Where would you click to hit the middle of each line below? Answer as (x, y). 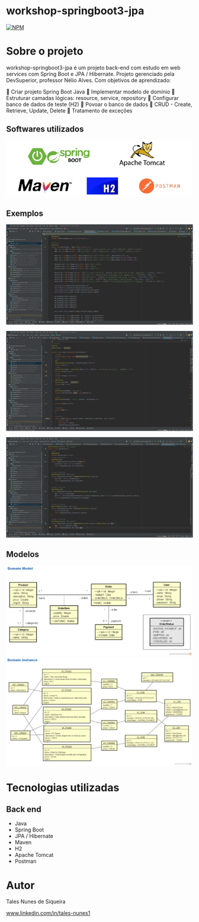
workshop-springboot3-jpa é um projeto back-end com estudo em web (93, 68)
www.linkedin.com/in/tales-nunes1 (48, 913)
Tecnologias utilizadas (63, 787)
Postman (25, 861)
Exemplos (25, 213)
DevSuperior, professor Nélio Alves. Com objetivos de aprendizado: (89, 80)
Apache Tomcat (34, 855)
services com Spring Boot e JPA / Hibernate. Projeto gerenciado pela (90, 74)
